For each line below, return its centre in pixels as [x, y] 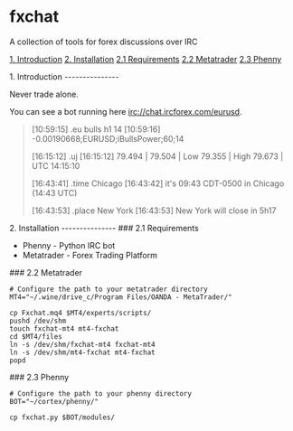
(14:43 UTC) [54, 192]
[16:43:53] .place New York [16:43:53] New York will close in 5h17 [154, 211]
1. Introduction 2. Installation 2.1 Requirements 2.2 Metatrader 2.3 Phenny [146, 59]
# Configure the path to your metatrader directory [109, 289]
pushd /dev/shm [38, 321]
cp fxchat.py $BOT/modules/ [62, 417]
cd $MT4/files [36, 336]
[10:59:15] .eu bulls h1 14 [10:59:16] [96, 129]
